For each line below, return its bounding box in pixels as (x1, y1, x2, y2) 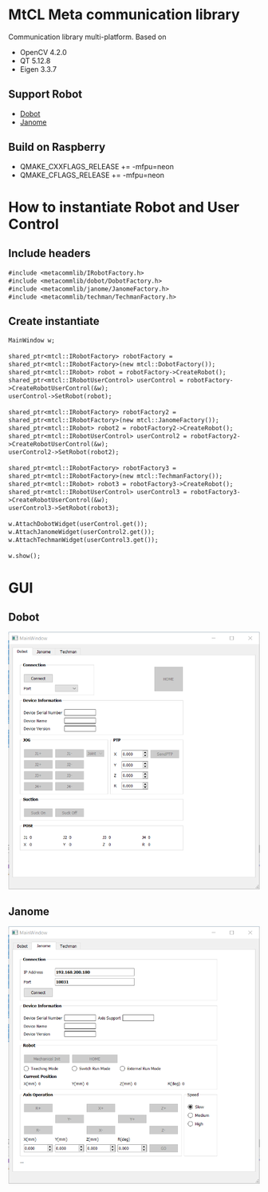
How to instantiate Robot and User (8, 198, 240, 216)
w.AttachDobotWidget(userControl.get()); (8, 521, 148, 529)
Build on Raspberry (8, 141, 106, 154)
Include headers (8, 247, 91, 260)
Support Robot (8, 88, 83, 101)
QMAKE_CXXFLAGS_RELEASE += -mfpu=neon (19, 161, 174, 171)
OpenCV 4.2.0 (19, 47, 67, 57)
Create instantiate (8, 314, 100, 328)
